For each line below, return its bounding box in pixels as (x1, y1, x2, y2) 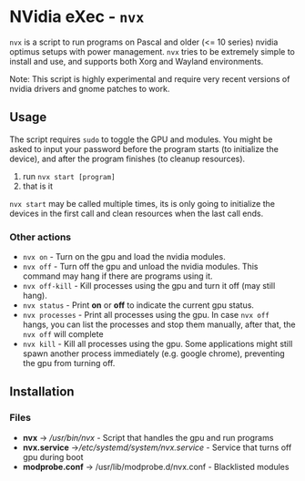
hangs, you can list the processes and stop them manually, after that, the (22, 319, 296, 330)
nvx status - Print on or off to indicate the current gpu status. (22, 300, 255, 311)
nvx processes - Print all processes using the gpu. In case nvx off (22, 310, 270, 321)
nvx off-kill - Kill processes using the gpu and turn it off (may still (22, 281, 276, 292)
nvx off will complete (22, 329, 104, 340)
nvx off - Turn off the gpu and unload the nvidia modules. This (22, 261, 259, 272)
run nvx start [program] (22, 170, 116, 181)
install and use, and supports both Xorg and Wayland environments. (9, 56, 264, 67)
